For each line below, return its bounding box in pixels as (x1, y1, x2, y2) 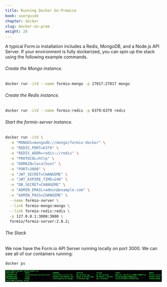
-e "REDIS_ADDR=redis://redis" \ (9, 151, 79, 156)
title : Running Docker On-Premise (5, 8, 77, 13)
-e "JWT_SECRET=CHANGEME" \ (9, 172, 68, 177)
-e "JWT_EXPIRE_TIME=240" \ (9, 177, 68, 182)
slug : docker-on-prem (5, 24, 50, 29)
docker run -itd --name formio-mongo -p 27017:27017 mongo (5, 81, 130, 87)
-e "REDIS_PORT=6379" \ (9, 145, 59, 150)
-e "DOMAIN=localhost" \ (9, 161, 61, 166)
